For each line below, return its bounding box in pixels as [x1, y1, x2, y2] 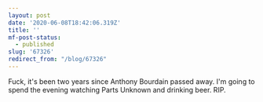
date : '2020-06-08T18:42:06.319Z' [8, 19, 122, 27]
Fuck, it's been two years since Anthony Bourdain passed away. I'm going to [8, 76, 255, 86]
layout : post [8, 11, 51, 20]
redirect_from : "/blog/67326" [8, 56, 108, 64]
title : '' [8, 26, 41, 34]
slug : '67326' [8, 48, 55, 56]
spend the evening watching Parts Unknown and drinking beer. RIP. [8, 85, 226, 94]
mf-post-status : [8, 33, 61, 42]
